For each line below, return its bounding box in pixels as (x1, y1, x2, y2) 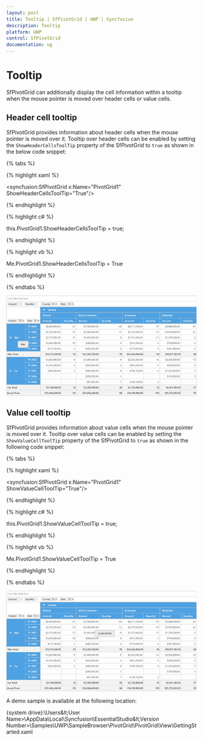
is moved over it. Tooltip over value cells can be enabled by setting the (6, 430, 182, 437)
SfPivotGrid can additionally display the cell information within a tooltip (6, 88, 182, 96)
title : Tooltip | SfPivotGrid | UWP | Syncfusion (6, 16, 134, 22)
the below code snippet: (6, 148, 66, 155)
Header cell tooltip (6, 113, 77, 123)
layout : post (6, 10, 39, 16)
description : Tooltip (6, 22, 61, 28)
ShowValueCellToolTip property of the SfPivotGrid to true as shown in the (6, 437, 188, 444)
